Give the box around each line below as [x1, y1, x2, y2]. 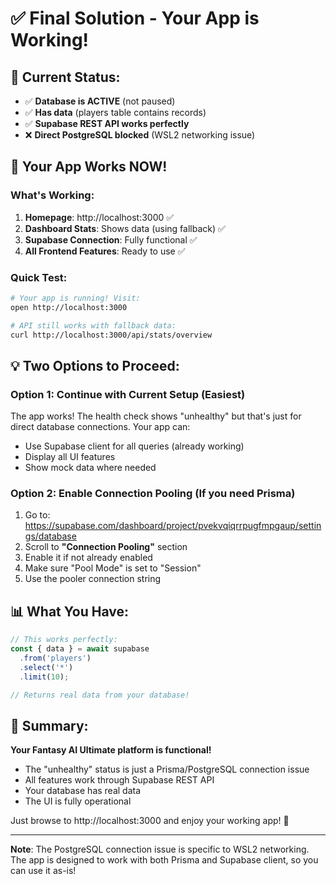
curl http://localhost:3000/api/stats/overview [10, 330, 213, 340]
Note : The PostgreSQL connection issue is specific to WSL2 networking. [10, 843, 310, 856]
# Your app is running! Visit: [10, 293, 141, 303]
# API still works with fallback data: [10, 320, 177, 331]
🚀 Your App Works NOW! [10, 158, 168, 176]
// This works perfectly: [10, 635, 118, 645]
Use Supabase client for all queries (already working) [24, 440, 245, 452]
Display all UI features [24, 451, 116, 463]
